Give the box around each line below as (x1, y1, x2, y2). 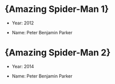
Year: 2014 (11, 63, 34, 69)
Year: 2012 (11, 20, 34, 26)
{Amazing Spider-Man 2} (4, 47, 111, 58)
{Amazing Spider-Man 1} (4, 3, 109, 15)
